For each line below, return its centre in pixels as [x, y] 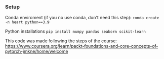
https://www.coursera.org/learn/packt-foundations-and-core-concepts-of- [82, 46]
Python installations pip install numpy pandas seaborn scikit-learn [75, 31]
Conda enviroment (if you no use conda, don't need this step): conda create [82, 18]
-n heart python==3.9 [27, 22]
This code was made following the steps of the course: [61, 41]
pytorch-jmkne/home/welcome [37, 51]
